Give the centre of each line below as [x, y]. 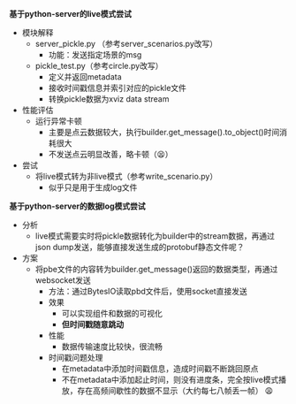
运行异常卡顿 [58, 121]
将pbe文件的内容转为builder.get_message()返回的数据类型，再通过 [156, 269]
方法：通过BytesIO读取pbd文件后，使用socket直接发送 [148, 291]
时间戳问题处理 [76, 358]
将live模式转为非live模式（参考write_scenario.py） [126, 176]
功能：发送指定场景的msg [95, 55]
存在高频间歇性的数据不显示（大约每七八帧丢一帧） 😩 [175, 391]
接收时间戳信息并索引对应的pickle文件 [118, 88]
